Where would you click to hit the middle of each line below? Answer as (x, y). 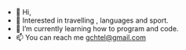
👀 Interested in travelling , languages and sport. (92, 20)
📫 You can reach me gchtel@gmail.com (81, 37)
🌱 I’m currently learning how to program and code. (97, 29)
